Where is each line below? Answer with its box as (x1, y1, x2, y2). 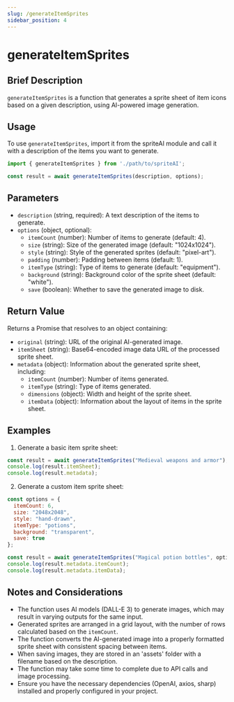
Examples (7, 424, 51, 437)
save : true (13, 535, 45, 542)
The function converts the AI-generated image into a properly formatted (17, 634, 224, 643)
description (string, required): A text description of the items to (17, 210, 200, 219)
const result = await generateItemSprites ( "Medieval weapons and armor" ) (7, 457, 226, 464)
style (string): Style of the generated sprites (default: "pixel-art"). (27, 248, 217, 256)
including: (17, 367, 46, 375)
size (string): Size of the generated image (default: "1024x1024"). (27, 241, 216, 249)
